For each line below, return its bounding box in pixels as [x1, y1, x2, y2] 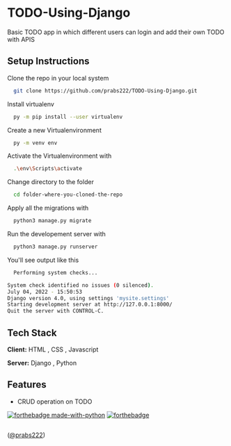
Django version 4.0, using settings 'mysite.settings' [7, 295, 170, 302]
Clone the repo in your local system [7, 74, 109, 82]
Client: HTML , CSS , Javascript [7, 345, 99, 354]
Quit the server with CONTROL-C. [7, 308, 104, 315]
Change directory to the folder [7, 178, 94, 186]
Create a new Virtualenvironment [7, 126, 102, 134]
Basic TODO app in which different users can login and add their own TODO [7, 28, 225, 36]
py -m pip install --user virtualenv [13, 113, 123, 120]
